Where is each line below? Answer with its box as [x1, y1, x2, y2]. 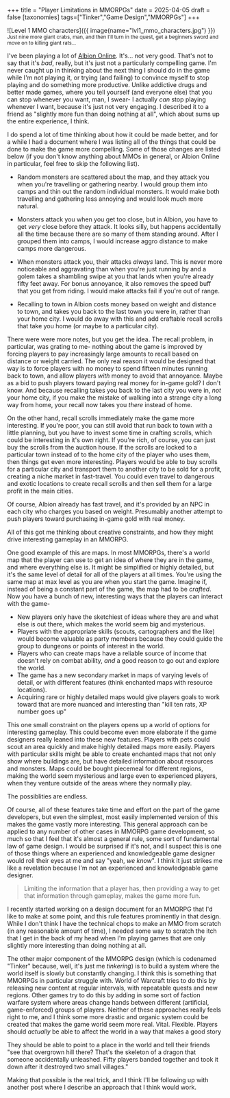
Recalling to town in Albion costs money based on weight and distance [16, 300, 217, 308]
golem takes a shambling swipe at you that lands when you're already [16, 272, 214, 280]
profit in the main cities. [7, 487, 74, 495]
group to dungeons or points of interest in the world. [16, 642, 165, 650]
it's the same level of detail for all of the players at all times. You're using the [7, 570, 222, 578]
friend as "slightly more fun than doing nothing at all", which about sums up [7, 110, 220, 118]
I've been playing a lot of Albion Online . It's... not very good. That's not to [7, 51, 214, 60]
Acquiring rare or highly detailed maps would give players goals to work [16, 693, 220, 701]
